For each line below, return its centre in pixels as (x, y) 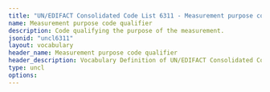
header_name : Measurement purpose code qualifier (93, 53)
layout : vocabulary (41, 46)
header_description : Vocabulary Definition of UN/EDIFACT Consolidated (131, 61)
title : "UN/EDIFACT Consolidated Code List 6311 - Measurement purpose (131, 16)
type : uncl (27, 68)
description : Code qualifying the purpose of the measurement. (117, 30)
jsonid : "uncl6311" (41, 38)
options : (23, 75)
